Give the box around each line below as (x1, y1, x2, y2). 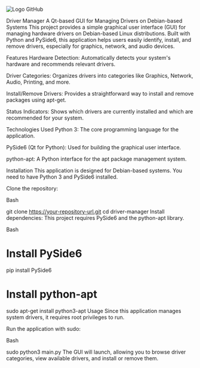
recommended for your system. (6, 114, 84, 121)
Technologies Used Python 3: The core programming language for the (6, 126, 179, 133)
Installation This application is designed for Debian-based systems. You (6, 167, 183, 174)
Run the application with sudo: (6, 325, 81, 332)
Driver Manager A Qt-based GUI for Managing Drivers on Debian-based (6, 17, 183, 24)
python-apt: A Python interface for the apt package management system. (6, 155, 187, 162)
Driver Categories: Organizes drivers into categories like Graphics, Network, (6, 72, 193, 79)
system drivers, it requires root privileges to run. (6, 314, 125, 321)
